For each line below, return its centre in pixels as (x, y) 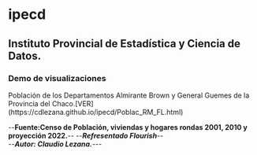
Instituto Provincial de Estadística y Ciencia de (125, 44)
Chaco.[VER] (73, 103)
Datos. (25, 55)
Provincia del (29, 103)
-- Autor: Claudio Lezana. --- (55, 144)
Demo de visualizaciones (57, 78)
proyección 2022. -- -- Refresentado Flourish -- (86, 135)
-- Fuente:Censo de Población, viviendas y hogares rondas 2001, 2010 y (128, 127)
